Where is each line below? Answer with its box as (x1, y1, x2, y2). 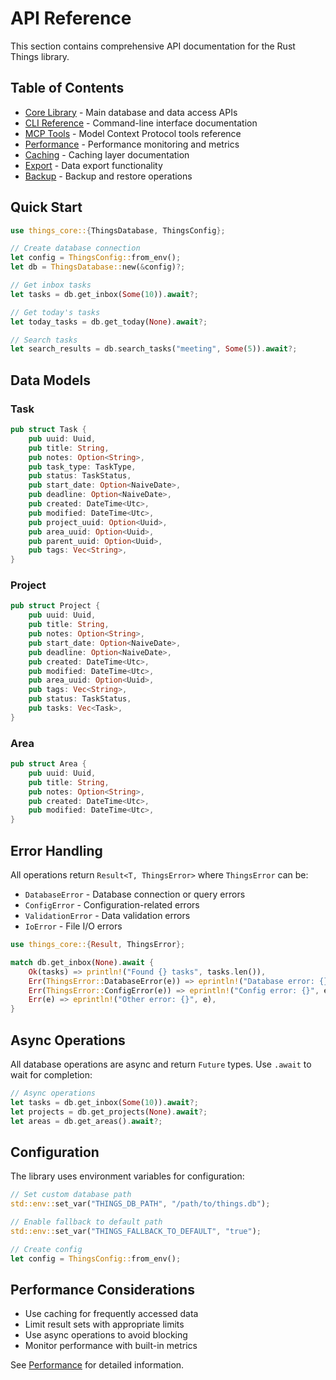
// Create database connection (10, 243, 141, 254)
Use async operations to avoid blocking (24, 1329, 188, 1341)
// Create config (10, 1244, 83, 1254)
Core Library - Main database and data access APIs (24, 106, 238, 118)
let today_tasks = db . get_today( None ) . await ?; (10, 317, 208, 327)
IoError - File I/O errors (24, 920, 123, 932)
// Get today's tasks (10, 307, 101, 317)
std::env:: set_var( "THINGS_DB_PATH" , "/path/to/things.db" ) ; (10, 1199, 271, 1209)
